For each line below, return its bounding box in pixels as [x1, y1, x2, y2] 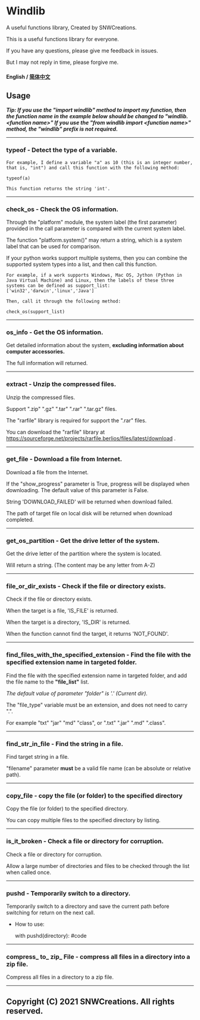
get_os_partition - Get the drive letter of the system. [6, 536, 160, 545]
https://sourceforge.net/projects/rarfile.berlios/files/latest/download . [6, 434, 176, 442]
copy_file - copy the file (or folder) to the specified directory [6, 792, 183, 800]
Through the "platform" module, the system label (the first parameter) [6, 218, 177, 225]
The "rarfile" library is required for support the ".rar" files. [6, 416, 147, 424]
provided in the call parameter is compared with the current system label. [6, 225, 186, 232]
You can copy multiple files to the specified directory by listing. [6, 817, 161, 824]
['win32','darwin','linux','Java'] [6, 288, 95, 293]
